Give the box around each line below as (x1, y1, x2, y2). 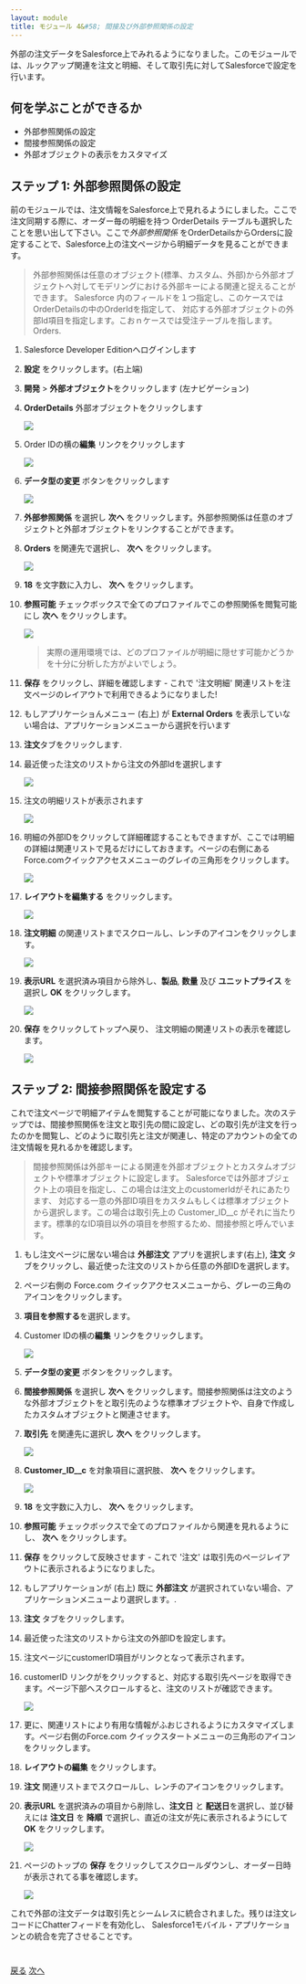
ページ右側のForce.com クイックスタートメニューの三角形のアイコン (38, 1730, 296, 1741)
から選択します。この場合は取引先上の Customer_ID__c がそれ (32, 1207, 265, 1218)
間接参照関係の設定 (23, 138, 97, 149)
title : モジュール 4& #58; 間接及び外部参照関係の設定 (10, 22, 194, 31)
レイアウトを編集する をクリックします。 (23, 892, 178, 902)
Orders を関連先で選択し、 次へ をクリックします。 (23, 543, 217, 554)
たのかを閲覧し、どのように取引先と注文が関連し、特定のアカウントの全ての (10, 1130, 298, 1141)
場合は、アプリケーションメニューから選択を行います (31, 720, 231, 731)
